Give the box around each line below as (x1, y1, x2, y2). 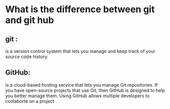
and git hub (5, 14, 54, 26)
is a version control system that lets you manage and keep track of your (5, 48, 156, 54)
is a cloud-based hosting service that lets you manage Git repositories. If (5, 81, 158, 88)
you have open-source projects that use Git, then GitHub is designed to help (5, 87, 165, 93)
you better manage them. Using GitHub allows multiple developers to (5, 93, 150, 99)
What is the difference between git (5, 4, 155, 15)
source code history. (5, 53, 48, 60)
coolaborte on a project (5, 98, 54, 104)
